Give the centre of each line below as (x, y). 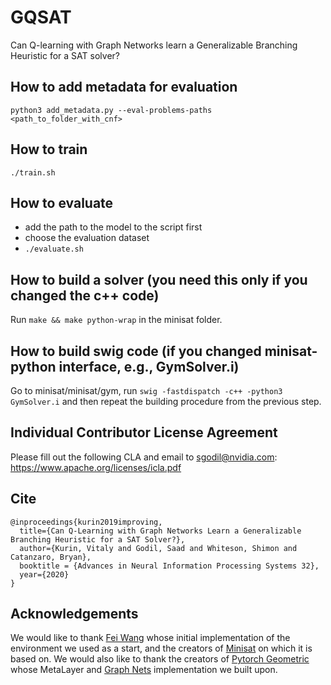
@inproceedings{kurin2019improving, (86, 522)
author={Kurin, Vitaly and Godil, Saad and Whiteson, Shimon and (158, 548)
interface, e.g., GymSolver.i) (149, 366)
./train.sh (33, 172)
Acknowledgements (74, 614)
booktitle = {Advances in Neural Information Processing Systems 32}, (169, 566)
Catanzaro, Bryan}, (51, 557)
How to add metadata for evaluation (124, 87)
